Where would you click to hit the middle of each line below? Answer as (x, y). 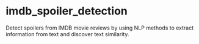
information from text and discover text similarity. (67, 34)
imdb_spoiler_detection (67, 11)
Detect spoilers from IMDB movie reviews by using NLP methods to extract (100, 28)
